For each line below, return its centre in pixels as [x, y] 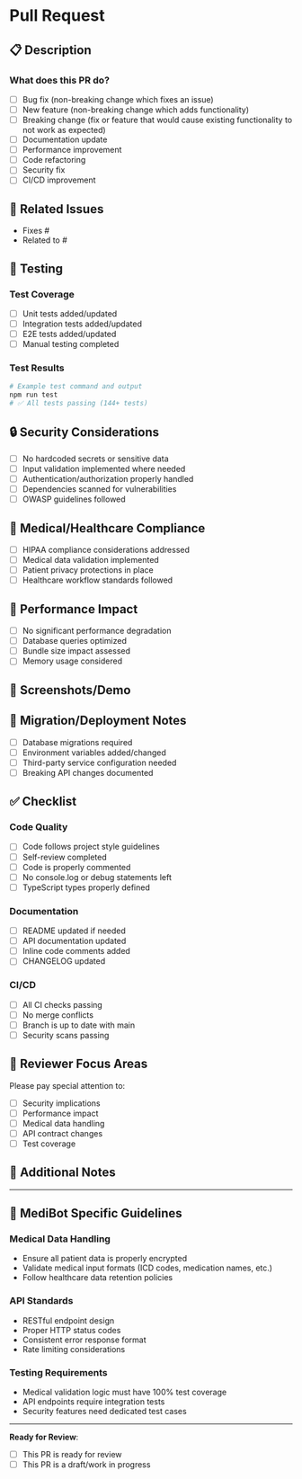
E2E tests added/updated [69, 334]
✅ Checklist [43, 802]
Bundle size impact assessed [76, 651]
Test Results [37, 368]
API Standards [41, 1301]
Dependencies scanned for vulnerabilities [99, 489]
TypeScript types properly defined [86, 887]
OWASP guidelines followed [74, 499]
